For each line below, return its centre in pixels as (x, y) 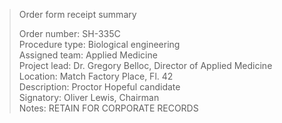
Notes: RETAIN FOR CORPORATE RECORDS (108, 108)
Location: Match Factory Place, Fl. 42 (96, 76)
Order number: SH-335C (69, 33)
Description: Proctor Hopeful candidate (99, 87)
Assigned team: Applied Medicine (88, 55)
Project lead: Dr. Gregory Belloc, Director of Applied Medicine (145, 65)
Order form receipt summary (77, 14)
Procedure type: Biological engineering (99, 44)
